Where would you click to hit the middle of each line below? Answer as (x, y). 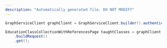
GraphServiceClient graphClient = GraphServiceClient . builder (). (74, 23)
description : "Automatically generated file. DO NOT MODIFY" (70, 10)
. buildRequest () (31, 36)
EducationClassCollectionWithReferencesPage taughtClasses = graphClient (83, 32)
